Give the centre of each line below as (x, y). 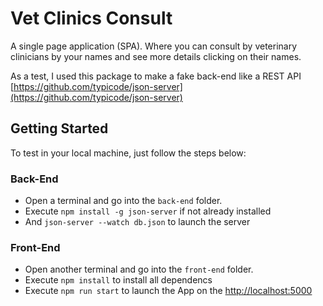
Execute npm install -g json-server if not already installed (148, 211)
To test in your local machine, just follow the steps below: (128, 153)
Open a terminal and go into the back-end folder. (123, 201)
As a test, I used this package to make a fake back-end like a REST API (156, 76)
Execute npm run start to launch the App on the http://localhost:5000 (168, 291)
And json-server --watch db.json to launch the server (137, 222)
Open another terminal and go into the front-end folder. (139, 269)
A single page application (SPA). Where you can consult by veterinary (154, 46)
